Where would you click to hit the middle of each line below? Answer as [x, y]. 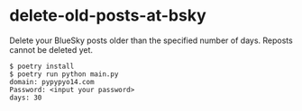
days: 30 [26, 98]
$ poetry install [42, 66]
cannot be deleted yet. [51, 49]
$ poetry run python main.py [64, 74]
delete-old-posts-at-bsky [108, 16]
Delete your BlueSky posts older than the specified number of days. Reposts [151, 40]
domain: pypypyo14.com [52, 81]
